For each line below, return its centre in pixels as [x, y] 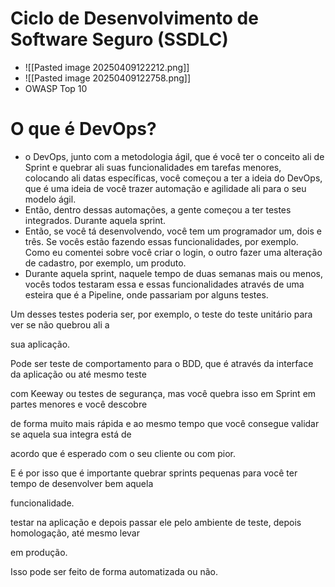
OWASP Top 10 [56, 88]
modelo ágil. [50, 199]
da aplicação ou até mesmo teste [78, 374]
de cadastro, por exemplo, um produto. [105, 263]
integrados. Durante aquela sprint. [95, 220]
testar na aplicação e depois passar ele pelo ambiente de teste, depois [156, 522]
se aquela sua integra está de [71, 434]
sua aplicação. [40, 344]
